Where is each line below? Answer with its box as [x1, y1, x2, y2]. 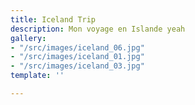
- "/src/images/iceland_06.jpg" [10, 42, 145, 53]
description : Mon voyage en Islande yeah [10, 24, 186, 34]
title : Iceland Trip [10, 14, 97, 25]
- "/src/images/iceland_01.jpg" [10, 52, 145, 62]
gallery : [10, 33, 47, 43]
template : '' [10, 71, 65, 81]
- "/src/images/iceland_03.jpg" [10, 61, 145, 71]
